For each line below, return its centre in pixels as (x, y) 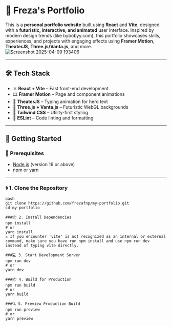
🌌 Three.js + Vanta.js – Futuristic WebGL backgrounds (71, 107)
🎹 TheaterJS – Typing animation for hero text (60, 101)
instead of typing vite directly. (42, 246)
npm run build (20, 285)
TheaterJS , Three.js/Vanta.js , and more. (49, 46)
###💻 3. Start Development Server (43, 255)
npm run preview (23, 310)
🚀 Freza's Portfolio (45, 11)
